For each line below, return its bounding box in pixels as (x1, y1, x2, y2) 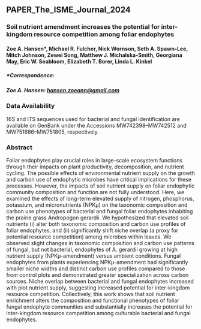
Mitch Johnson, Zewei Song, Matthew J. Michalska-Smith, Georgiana (6, 51, 183, 59)
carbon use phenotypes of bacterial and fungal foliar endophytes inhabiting (6, 207, 193, 215)
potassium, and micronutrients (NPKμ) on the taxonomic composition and (6, 201, 188, 209)
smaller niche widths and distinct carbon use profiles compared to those (6, 265, 185, 272)
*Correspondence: (6, 71, 55, 79)
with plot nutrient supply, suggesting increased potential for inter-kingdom (6, 284, 190, 291)
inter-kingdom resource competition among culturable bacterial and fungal (6, 309, 191, 316)
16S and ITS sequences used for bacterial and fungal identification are (6, 115, 180, 122)
